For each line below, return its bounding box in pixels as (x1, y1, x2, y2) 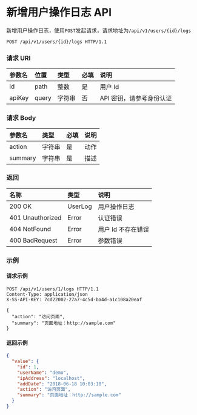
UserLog (67, 202, 92, 211)
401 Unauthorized (9, 213, 62, 221)
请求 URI (6, 54, 31, 62)
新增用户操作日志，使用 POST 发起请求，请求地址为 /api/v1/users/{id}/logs (6, 27, 192, 34)
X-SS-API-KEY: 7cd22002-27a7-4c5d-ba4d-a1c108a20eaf (6, 296, 142, 302)
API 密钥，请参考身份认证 (99, 94, 172, 103)
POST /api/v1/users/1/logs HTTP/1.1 (6, 286, 99, 292)
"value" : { (12, 358, 39, 365)
